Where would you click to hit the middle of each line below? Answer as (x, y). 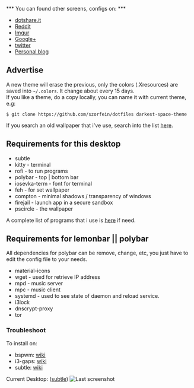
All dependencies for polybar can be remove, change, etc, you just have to (97, 253)
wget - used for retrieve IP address (58, 277)
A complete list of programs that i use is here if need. (71, 220)
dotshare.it (28, 20)
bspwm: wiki (30, 355)
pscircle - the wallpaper (44, 209)
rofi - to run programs (41, 171)
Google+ (26, 39)
